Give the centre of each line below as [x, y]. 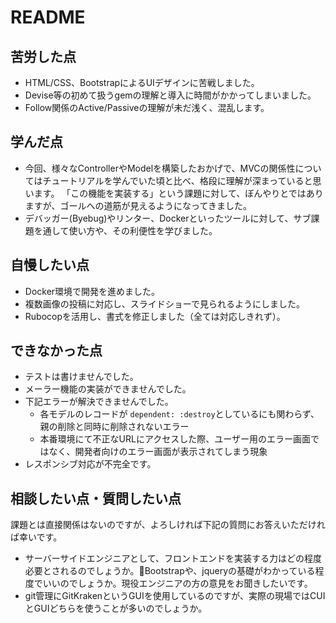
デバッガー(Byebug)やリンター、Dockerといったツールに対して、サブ [168, 218]
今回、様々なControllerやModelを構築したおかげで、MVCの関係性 [160, 168]
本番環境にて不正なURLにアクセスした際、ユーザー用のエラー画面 [175, 439]
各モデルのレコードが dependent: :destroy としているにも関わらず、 [179, 414]
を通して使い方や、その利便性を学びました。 [125, 230]
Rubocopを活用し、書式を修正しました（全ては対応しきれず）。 [155, 316]
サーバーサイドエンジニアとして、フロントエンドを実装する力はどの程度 [173, 558]
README [48, 17]
